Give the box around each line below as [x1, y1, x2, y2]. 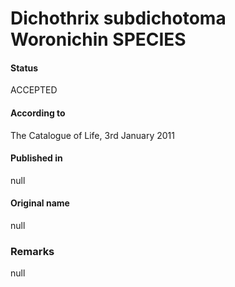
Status [10, 62, 39, 74]
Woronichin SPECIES [10, 28, 187, 51]
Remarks [10, 244, 55, 258]
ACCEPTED [10, 84, 58, 96]
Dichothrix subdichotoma [10, 7, 227, 30]
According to [10, 107, 66, 119]
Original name [10, 197, 70, 209]
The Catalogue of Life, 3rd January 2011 [10, 129, 175, 141]
